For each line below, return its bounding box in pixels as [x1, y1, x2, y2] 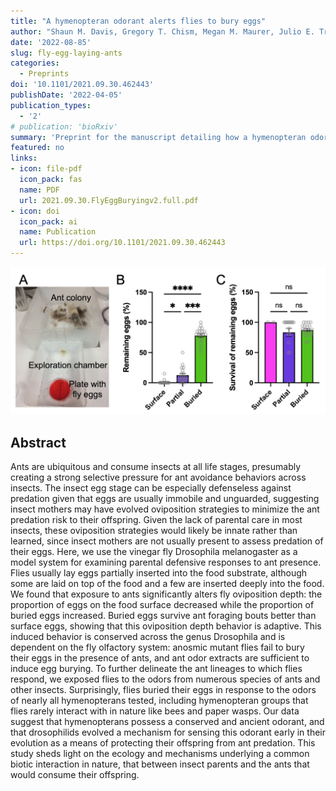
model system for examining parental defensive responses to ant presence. [10, 556, 322, 569]
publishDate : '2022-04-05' [10, 90, 123, 100]
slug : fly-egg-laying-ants [10, 48, 123, 58]
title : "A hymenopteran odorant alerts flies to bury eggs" [10, 16, 267, 26]
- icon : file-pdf [10, 164, 83, 174]
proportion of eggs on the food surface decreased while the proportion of [10, 599, 315, 611]
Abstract [10, 434, 67, 451]
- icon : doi [10, 206, 60, 216]
